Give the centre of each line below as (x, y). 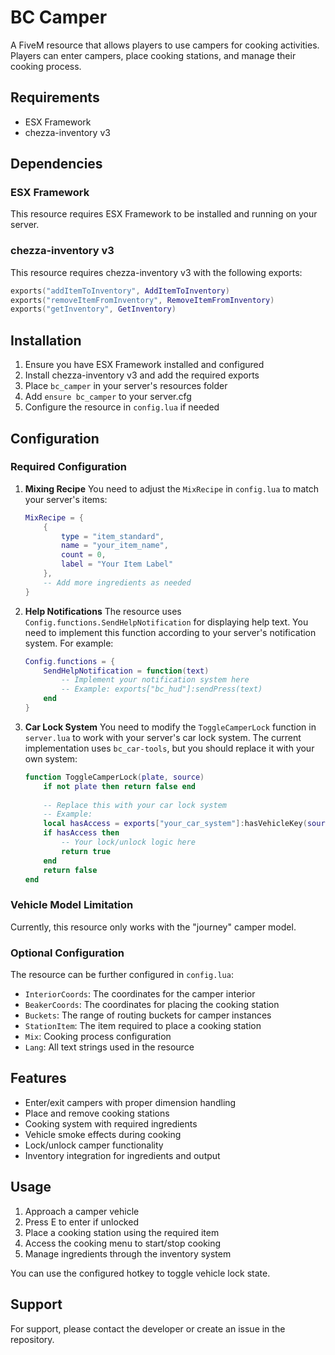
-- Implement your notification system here (155, 680)
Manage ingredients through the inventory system (128, 1253)
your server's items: (66, 499)
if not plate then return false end (119, 786)
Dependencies (56, 164)
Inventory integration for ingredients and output (122, 1155)
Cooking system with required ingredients (111, 1123)
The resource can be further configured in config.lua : (122, 975)
